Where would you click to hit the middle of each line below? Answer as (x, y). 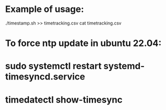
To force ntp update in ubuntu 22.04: (83, 43)
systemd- (124, 66)
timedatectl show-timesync (64, 100)
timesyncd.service (45, 77)
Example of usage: (44, 9)
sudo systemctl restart (53, 66)
